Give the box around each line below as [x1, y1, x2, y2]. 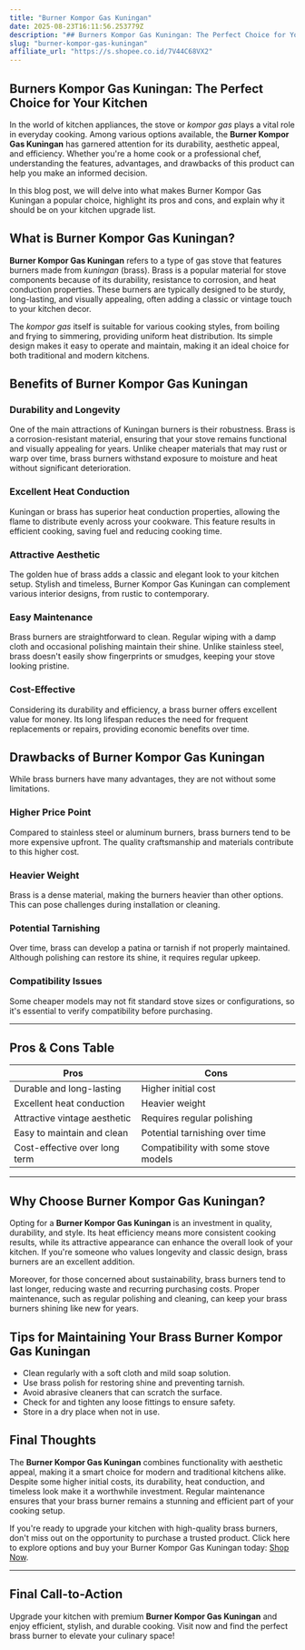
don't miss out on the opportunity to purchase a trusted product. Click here [9, 1532, 290, 1543]
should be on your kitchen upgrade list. [9, 204, 156, 215]
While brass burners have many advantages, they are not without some [9, 774, 277, 785]
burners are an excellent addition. [9, 1256, 135, 1267]
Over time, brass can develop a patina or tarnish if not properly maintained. [9, 942, 290, 953]
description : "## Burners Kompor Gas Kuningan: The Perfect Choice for [9, 30, 286, 39]
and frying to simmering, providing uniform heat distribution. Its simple [9, 330, 273, 341]
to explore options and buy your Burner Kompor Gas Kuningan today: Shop [9, 1542, 290, 1553]
